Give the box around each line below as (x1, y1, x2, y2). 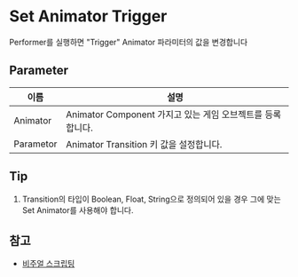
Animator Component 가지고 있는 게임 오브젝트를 (66, 108, 263, 121)
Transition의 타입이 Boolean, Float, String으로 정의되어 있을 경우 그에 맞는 (21, 194, 281, 204)
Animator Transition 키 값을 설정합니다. (66, 138, 223, 150)
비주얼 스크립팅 (21, 258, 75, 269)
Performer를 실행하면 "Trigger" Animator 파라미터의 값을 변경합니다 (9, 36, 248, 47)
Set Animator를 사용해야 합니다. (21, 204, 134, 215)
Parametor (13, 138, 58, 150)
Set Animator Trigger (9, 6, 168, 27)
